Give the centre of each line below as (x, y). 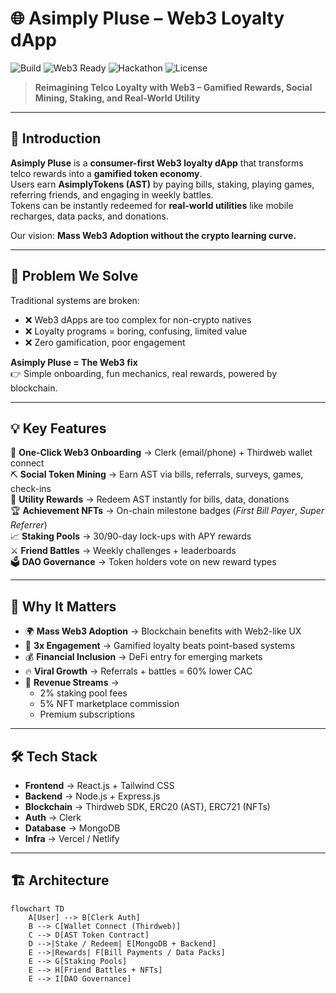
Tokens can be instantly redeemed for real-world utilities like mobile (152, 205)
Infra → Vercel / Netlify (72, 838)
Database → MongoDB (72, 828)
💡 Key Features (58, 428)
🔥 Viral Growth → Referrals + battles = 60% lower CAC (138, 671)
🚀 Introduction (56, 138)
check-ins (31, 489)
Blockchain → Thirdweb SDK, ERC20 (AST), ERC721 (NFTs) (147, 806)
